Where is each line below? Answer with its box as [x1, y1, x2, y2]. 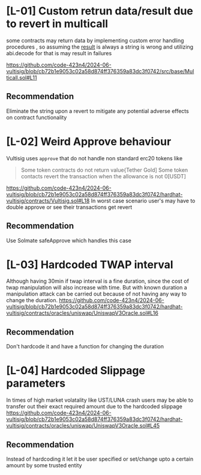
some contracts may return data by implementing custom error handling [6, 37, 184, 44]
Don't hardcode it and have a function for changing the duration [6, 343, 164, 350]
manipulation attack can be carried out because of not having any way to [6, 290, 187, 298]
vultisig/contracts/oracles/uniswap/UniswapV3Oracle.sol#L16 [6, 309, 159, 316]
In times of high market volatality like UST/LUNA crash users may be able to [6, 396, 194, 404]
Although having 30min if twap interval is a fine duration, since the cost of [6, 277, 189, 285]
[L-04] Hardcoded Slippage [6, 364, 146, 378]
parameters [6, 377, 66, 390]
